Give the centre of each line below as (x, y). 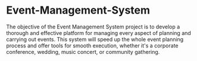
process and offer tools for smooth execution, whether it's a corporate (92, 46)
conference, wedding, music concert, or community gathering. (83, 52)
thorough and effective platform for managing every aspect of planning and (99, 33)
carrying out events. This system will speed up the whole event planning (95, 39)
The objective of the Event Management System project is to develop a (93, 27)
